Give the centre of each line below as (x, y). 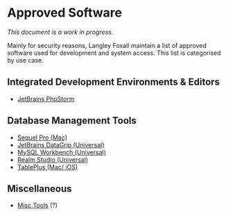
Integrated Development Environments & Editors (114, 82)
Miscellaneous (40, 189)
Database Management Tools (72, 121)
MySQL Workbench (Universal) (61, 152)
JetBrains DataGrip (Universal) (61, 144)
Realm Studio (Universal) (53, 159)
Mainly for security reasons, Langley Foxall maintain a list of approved (107, 45)
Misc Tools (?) (37, 206)
